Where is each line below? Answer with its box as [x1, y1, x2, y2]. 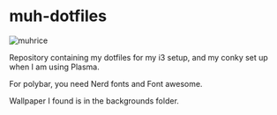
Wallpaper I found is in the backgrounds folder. [9, 95, 179, 106]
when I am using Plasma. [9, 61, 100, 72]
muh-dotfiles [9, 6, 108, 26]
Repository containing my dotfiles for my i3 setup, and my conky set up [9, 52, 269, 62]
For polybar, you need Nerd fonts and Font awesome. [9, 78, 203, 89]
